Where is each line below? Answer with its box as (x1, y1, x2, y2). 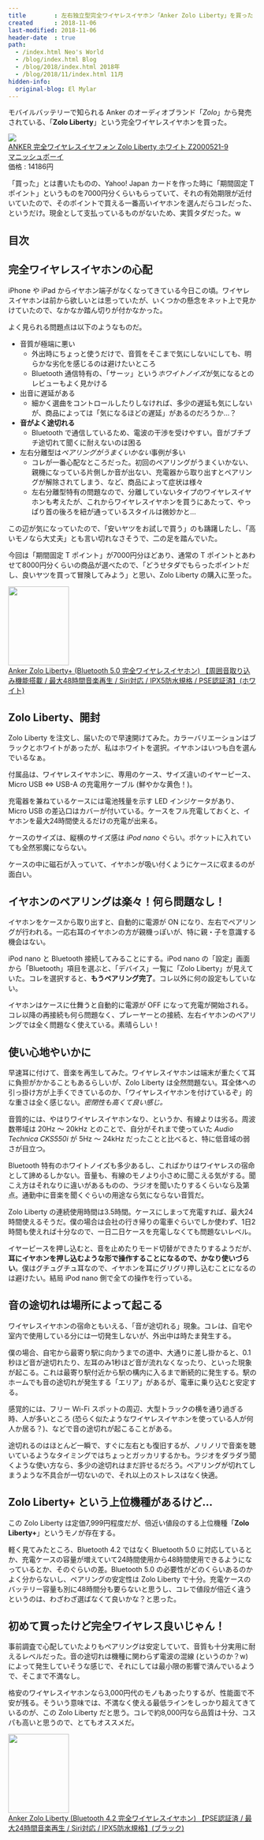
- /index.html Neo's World (15, 48, 104, 56)
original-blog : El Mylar (15, 85, 97, 93)
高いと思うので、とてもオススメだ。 (21, 1718, 139, 1727)
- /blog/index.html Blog (15, 56, 97, 64)
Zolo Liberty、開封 (8, 710, 101, 724)
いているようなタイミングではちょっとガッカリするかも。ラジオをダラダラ (8, 1451, 250, 1460)
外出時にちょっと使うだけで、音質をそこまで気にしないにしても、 (31, 348, 245, 358)
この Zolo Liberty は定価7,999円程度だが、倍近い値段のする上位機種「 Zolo (8, 1518, 250, 1527)
